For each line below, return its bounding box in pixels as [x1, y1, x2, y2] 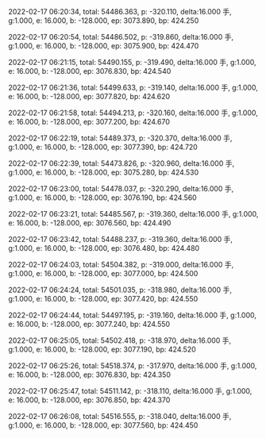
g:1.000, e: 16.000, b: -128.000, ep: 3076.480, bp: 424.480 [8, 244, 200, 252]
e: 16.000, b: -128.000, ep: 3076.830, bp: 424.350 [8, 370, 171, 379]
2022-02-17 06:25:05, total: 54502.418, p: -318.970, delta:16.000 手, [8, 336, 232, 345]
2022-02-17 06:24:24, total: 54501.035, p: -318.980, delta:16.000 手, [8, 285, 233, 294]
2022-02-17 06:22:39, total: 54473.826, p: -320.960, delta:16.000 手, [8, 159, 235, 168]
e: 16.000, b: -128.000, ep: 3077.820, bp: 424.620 [8, 92, 171, 101]
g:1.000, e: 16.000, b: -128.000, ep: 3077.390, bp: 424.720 [8, 142, 199, 152]
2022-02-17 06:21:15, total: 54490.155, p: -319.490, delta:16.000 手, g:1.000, [8, 58, 256, 67]
